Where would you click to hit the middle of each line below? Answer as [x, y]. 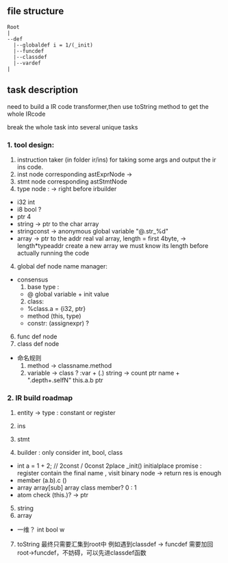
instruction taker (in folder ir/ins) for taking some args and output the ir [116, 160]
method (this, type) [54, 316]
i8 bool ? [29, 209]
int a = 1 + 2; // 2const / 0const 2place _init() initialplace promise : [109, 466]
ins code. [30, 166]
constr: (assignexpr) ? [58, 323]
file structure [36, 11]
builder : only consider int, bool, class [70, 453]
